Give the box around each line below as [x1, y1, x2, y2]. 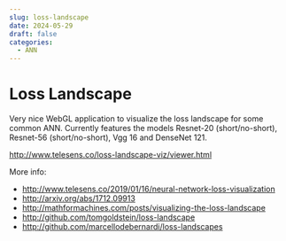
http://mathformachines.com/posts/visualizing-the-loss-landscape [21, 203, 266, 214]
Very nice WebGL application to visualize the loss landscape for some [9, 113, 264, 124]
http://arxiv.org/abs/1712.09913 [21, 193, 135, 204]
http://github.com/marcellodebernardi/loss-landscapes [21, 222, 223, 232]
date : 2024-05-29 [9, 21, 73, 30]
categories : [9, 37, 53, 47]
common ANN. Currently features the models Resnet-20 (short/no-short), [9, 123, 277, 134]
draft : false [9, 29, 58, 38]
